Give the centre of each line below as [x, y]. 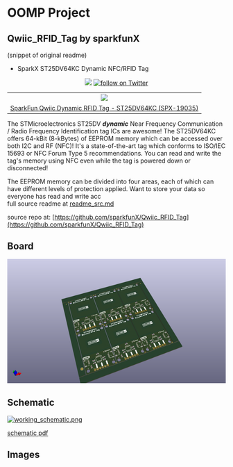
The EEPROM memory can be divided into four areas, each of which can [111, 181]
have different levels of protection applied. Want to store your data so [106, 188]
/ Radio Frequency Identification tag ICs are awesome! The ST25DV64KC [112, 131]
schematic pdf [28, 433]
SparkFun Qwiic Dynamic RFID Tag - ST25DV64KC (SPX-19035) [104, 108]
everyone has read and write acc [54, 196]
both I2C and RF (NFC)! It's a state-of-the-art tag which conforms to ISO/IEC [116, 146]
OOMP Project [49, 13]
